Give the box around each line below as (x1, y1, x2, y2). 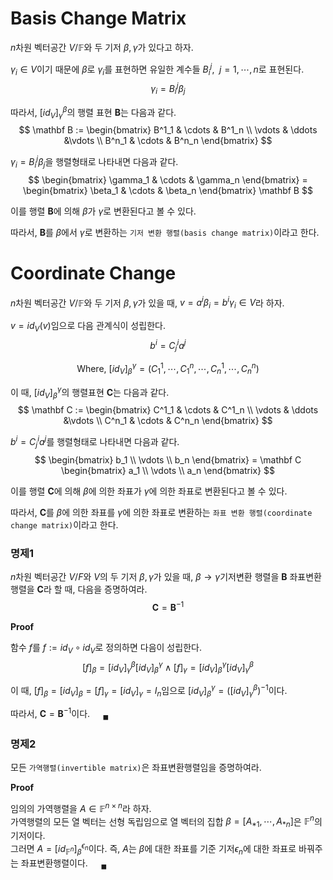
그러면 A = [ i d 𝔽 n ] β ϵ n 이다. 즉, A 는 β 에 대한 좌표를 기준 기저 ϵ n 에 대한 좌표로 (10, 841, 297, 857)
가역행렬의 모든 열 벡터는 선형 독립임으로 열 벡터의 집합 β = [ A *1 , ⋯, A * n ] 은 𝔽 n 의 (10, 813, 323, 830)
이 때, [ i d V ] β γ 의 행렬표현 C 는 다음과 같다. (10, 384, 170, 401)
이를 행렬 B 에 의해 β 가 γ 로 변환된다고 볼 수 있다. (10, 205, 197, 217)
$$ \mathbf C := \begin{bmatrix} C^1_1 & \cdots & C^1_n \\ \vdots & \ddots (17, 404, 319, 416)
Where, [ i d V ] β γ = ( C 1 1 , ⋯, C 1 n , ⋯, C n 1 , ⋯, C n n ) (76, 361, 260, 377)
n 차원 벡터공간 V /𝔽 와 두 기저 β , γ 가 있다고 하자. (10, 41, 194, 53)
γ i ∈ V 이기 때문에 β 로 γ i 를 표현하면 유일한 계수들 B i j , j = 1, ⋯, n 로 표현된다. (10, 61, 305, 77)
